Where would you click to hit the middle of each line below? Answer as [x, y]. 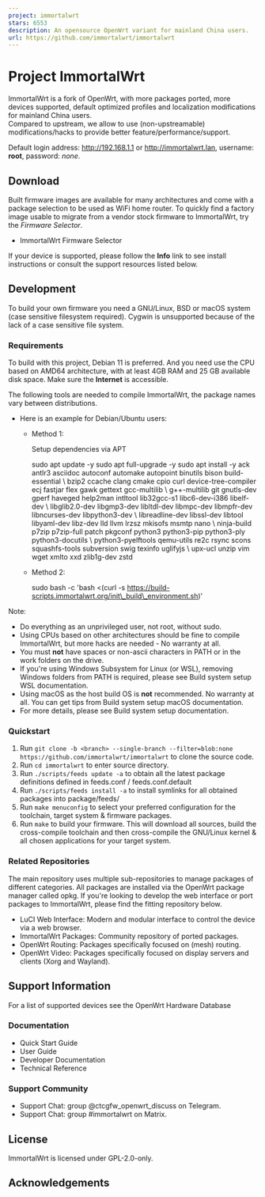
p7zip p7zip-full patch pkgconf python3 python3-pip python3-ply [138, 532]
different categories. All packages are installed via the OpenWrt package [127, 887]
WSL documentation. [54, 686]
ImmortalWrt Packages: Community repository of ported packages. [129, 936]
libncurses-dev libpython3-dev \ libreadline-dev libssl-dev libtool [137, 515]
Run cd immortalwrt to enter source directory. [94, 765]
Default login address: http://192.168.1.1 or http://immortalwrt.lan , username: [131, 148]
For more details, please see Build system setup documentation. [124, 711]
